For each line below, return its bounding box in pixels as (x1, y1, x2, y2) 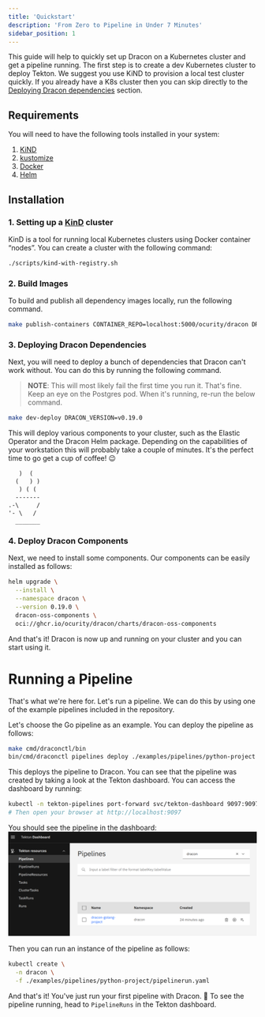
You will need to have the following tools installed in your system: (8, 130, 220, 139)
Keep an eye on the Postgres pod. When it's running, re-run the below (27, 390, 256, 399)
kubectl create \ (8, 960, 65, 968)
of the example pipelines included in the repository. (8, 704, 175, 714)
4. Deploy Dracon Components (8, 536, 129, 547)
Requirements (8, 108, 79, 122)
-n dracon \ (15, 969, 55, 977)
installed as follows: (8, 562, 73, 571)
